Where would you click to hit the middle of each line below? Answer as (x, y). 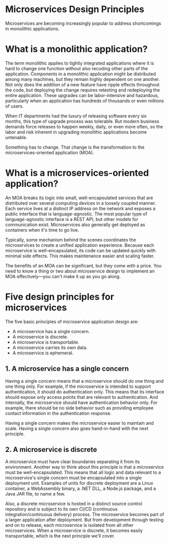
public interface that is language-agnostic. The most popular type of (76, 214)
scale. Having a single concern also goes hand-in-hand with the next (77, 428)
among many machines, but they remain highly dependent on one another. (83, 79)
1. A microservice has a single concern (67, 369)
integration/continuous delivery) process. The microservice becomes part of (85, 515)
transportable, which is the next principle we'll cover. (60, 536)
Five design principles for (60, 297)
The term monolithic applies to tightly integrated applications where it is (80, 63)
